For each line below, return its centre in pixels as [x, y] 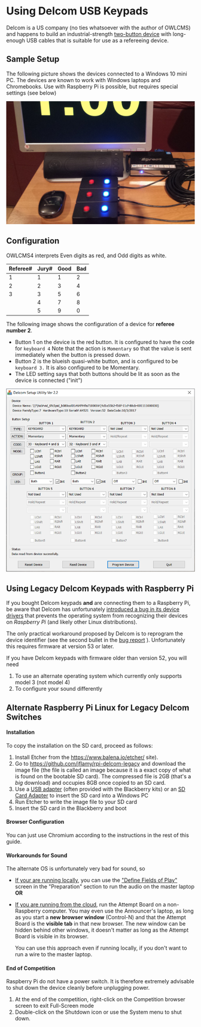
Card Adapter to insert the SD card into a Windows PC [81, 795]
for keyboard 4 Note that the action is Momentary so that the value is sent [103, 348]
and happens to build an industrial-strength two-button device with [89, 34]
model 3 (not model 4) [42, 682]
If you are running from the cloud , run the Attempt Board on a [90, 905]
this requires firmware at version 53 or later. [60, 646]
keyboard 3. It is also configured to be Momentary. [77, 368]
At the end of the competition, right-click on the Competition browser [100, 999]
